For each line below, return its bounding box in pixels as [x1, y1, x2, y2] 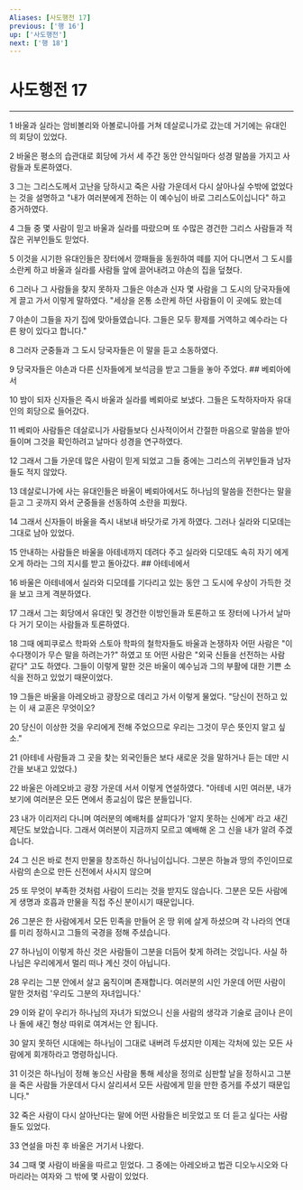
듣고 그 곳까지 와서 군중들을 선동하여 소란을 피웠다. [9, 497, 188, 508]
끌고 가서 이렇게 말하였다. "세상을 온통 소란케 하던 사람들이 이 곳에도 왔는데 [18, 295, 282, 306]
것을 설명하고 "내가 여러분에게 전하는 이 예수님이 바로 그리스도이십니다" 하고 [18, 192, 287, 203]
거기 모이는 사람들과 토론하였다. [18, 619, 130, 630]
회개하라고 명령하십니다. [32, 1049, 119, 1060]
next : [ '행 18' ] [9, 38, 69, 48]
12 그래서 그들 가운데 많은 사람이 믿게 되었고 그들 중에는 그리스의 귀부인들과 [9, 455, 275, 466]
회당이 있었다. [18, 132, 68, 143]
